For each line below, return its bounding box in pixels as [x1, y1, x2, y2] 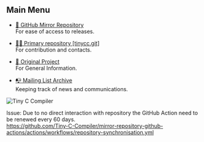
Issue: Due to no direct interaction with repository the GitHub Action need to [6, 109, 198, 116]
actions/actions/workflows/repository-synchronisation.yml [6, 129, 154, 136]
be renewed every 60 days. [6, 116, 75, 123]
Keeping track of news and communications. [15, 85, 129, 92]
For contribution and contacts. [15, 46, 92, 53]
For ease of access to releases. [15, 28, 95, 35]
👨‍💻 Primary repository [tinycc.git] [15, 39, 100, 47]
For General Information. [15, 64, 78, 72]
